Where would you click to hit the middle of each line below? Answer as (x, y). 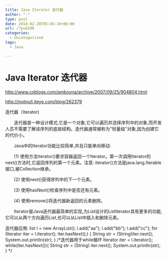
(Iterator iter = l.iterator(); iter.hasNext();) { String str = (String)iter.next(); (79, 233)
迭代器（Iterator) (22, 112)
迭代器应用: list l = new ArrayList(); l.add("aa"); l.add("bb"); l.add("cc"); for (82, 228)
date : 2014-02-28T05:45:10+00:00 (40, 24)
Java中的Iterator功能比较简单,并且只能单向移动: (62, 145)
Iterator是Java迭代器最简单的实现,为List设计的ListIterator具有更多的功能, (88, 211)
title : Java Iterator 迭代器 (34, 10)
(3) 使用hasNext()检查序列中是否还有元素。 (58, 190)
